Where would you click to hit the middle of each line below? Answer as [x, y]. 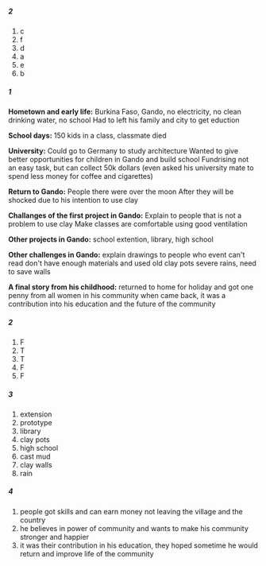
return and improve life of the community [87, 553]
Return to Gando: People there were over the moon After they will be [121, 192]
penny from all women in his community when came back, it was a [117, 295]
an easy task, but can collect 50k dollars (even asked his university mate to [131, 168]
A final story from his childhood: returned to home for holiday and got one [131, 287]
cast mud [35, 456]
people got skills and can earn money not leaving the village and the [131, 511]
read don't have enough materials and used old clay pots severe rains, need [132, 263]
